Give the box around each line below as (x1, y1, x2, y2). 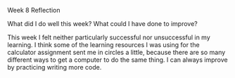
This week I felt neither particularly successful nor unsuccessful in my (7, 33, 211, 41)
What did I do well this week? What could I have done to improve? (7, 20, 198, 27)
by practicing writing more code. (7, 63, 102, 71)
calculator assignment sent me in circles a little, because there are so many (7, 48, 226, 56)
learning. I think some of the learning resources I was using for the (7, 41, 200, 48)
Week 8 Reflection (7, 6, 61, 14)
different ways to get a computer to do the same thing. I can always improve (7, 56, 228, 64)
